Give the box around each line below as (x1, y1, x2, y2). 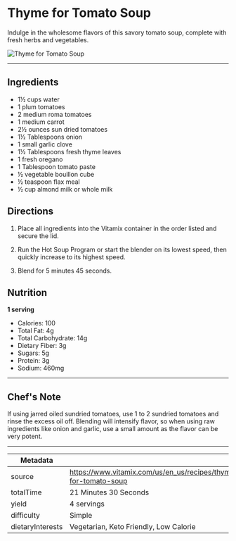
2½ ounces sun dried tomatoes (17, 125, 107, 133)
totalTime (11, 487, 42, 497)
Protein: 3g (17, 356, 50, 365)
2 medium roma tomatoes (17, 110, 92, 118)
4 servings (69, 499, 105, 509)
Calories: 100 (17, 319, 56, 328)
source (11, 472, 34, 482)
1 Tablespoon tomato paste (17, 162, 96, 170)
